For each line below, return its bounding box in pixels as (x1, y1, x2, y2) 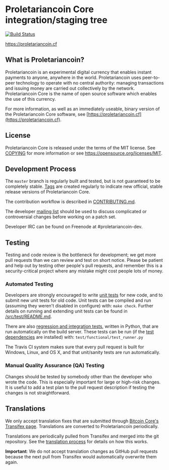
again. (5, 459, 19, 465)
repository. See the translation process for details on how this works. (5, 438, 148, 444)
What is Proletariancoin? (5, 56, 85, 64)
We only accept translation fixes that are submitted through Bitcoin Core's (5, 418, 159, 424)
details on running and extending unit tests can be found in (5, 308, 128, 315)
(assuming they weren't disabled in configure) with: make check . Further (5, 303, 154, 309)
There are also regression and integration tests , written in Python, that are (5, 323, 159, 330)
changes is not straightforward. (5, 389, 71, 396)
